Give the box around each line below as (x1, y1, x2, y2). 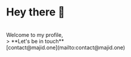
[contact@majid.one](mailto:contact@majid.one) (6, 44, 126, 51)
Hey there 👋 (6, 5, 65, 19)
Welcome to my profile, (6, 31, 64, 38)
